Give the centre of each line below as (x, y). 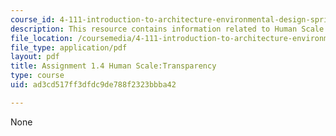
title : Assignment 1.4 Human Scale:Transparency (113, 66)
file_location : (42, 38)
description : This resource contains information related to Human (154, 29)
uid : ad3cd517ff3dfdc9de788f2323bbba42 (93, 85)
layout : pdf (35, 57)
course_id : (33, 19)
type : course (37, 76)
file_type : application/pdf (69, 47)
